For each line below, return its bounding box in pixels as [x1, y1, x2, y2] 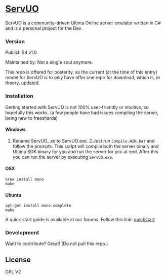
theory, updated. [5, 80, 40, 86]
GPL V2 [5, 269, 21, 275]
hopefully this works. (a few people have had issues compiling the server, [5, 110, 158, 116]
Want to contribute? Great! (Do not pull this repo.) [5, 240, 108, 247]
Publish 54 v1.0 [5, 49, 37, 56]
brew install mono [5, 177, 44, 182]
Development [5, 229, 39, 236]
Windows [5, 126, 26, 132]
